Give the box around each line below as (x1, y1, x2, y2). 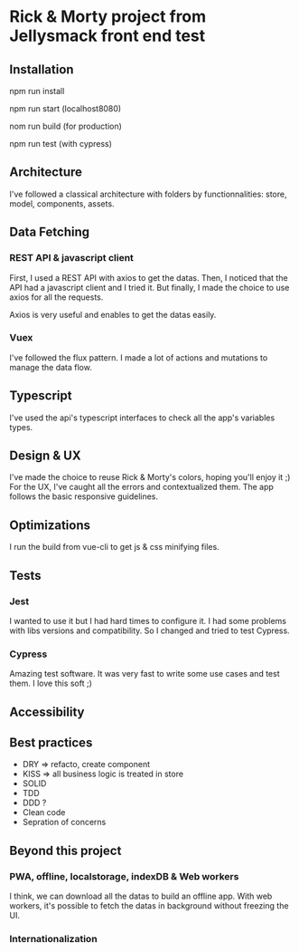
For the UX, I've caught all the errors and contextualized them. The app (9, 482, 274, 493)
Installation (9, 62, 74, 77)
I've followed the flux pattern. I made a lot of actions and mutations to (9, 351, 268, 363)
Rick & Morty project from (9, 6, 207, 27)
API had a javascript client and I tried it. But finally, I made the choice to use (9, 282, 290, 293)
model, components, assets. (9, 197, 115, 209)
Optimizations (9, 517, 90, 533)
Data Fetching (9, 225, 90, 240)
